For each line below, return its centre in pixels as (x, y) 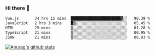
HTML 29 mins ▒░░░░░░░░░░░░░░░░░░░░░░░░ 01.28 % (78, 28)
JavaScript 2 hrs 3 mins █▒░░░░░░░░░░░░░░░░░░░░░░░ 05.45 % (78, 23)
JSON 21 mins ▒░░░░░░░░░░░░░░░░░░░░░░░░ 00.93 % (78, 37)
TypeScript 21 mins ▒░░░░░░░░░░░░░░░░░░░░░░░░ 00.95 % (78, 32)
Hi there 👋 (18, 8)
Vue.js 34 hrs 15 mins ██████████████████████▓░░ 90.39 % (78, 19)
